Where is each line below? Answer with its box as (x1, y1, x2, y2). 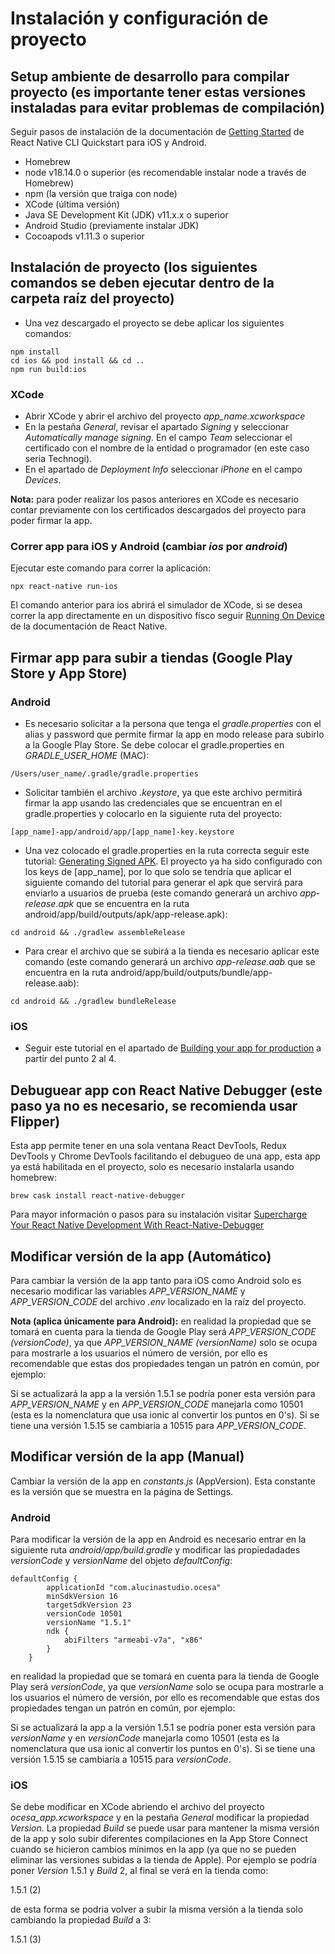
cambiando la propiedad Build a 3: (10, 1914, 152, 1926)
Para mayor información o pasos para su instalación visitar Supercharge (10, 1208, 308, 1221)
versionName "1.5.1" (46, 1618, 132, 1628)
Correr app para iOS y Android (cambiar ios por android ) (10, 540, 288, 554)
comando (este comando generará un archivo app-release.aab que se (24, 956, 316, 968)
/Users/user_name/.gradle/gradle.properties (10, 769, 199, 779)
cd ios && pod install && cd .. (10, 355, 145, 366)
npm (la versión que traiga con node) (24, 188, 178, 199)
